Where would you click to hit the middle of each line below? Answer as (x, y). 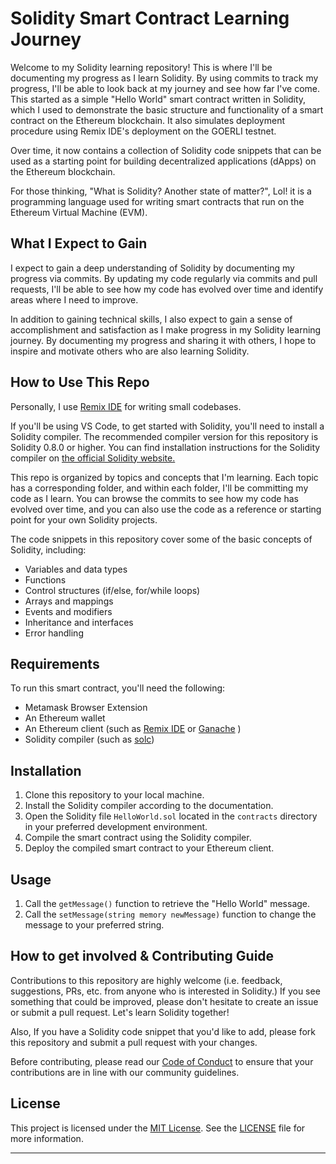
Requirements (55, 663)
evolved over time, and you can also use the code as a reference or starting (166, 509)
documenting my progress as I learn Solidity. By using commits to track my (164, 78)
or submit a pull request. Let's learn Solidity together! (120, 1012)
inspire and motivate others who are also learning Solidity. (130, 351)
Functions (45, 579)
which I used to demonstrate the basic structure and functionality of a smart (167, 109)
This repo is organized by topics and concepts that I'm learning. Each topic (164, 477)
